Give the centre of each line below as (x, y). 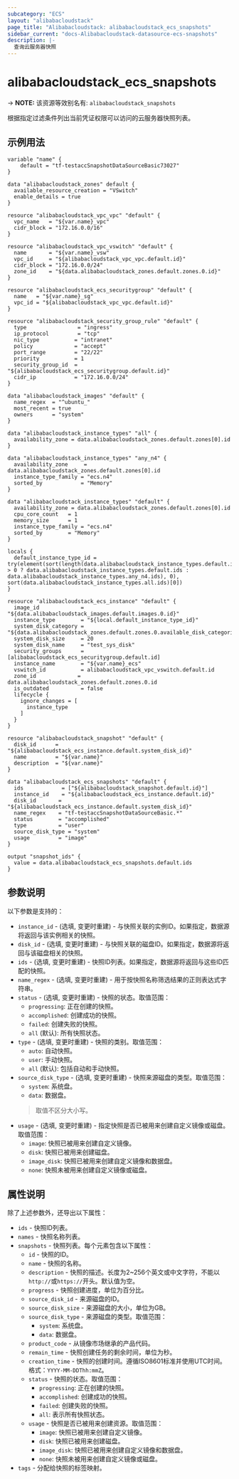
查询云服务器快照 (35, 47)
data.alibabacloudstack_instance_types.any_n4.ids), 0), (94, 576)
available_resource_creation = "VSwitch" (76, 190)
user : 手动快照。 (52, 1059)
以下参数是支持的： (36, 911)
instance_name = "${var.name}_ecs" (78, 663)
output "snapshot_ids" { (44, 857)
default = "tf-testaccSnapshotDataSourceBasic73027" (100, 165)
